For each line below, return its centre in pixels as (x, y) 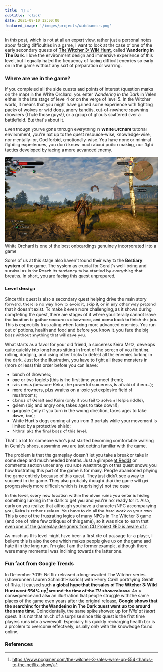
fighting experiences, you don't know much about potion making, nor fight (79, 144)
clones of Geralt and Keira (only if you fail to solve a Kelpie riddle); (78, 400)
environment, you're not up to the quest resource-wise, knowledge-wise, (78, 134)
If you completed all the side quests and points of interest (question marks (79, 89)
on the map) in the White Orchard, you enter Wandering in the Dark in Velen (81, 94)
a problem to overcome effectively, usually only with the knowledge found (79, 627)
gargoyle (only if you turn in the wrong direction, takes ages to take (79, 411)
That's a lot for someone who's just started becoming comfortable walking (80, 441)
